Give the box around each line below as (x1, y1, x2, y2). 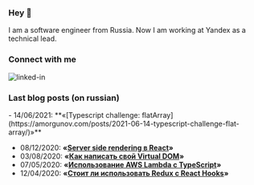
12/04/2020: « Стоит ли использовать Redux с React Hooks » (19, 168, 229, 178)
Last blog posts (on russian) (8, 92, 120, 103)
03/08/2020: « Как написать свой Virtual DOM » (19, 151, 185, 161)
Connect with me (8, 54, 76, 65)
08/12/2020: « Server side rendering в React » (19, 143, 174, 152)
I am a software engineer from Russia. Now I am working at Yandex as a (8, 26, 247, 35)
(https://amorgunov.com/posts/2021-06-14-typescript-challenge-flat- (8, 119, 240, 128)
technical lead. (8, 34, 58, 43)
